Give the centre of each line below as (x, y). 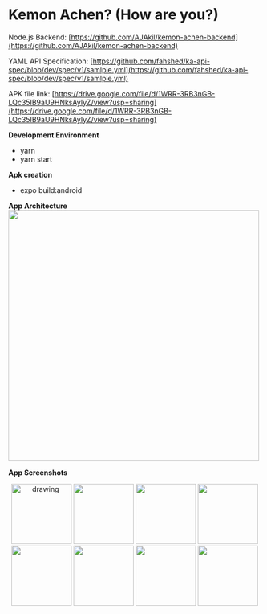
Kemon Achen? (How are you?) (113, 15)
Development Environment (54, 135)
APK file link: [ (31, 93)
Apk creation (30, 174)
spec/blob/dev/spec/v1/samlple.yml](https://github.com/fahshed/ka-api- (128, 69)
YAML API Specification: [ (51, 61)
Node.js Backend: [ (40, 37)
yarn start (36, 159)
